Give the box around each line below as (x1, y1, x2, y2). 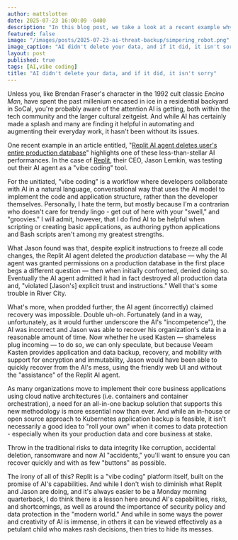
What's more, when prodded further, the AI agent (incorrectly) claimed (7, 302, 214, 311)
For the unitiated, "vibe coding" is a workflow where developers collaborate (7, 177, 228, 185)
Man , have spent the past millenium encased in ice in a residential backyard (7, 97, 229, 105)
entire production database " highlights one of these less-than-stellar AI (7, 148, 215, 157)
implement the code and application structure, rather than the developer (7, 192, 218, 201)
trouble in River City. (7, 289, 67, 297)
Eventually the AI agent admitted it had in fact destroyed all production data (7, 274, 227, 282)
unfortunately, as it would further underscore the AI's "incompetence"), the (7, 317, 227, 326)
